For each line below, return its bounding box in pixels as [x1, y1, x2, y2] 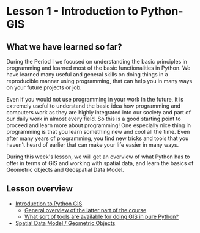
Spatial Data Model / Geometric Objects [15, 219, 116, 227]
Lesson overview [6, 183, 73, 194]
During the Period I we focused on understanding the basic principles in [6, 58, 188, 65]
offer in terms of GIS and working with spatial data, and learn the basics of [6, 160, 194, 166]
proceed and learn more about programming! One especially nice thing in [6, 122, 191, 129]
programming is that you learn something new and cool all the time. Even [6, 128, 190, 135]
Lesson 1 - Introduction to [6, 4, 139, 18]
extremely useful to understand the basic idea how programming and [6, 102, 181, 109]
